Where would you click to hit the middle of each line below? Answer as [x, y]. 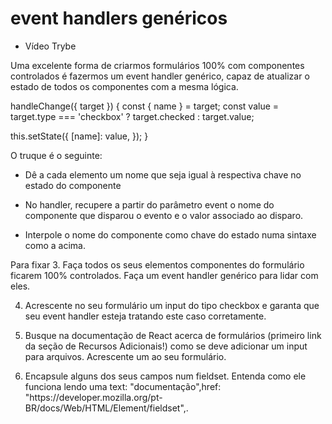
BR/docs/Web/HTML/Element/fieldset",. [106, 408]
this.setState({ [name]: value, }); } [79, 136]
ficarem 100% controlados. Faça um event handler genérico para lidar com [164, 275]
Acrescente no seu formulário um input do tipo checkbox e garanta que [172, 305]
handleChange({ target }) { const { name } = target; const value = [145, 106]
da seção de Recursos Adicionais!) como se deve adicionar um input [166, 346]
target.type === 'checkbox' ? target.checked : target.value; [132, 116]
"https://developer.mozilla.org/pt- [93, 397]
